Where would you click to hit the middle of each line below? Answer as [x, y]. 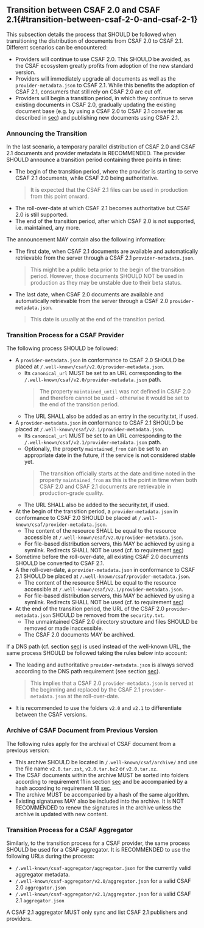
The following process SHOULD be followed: [62, 348]
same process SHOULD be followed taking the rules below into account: [97, 653]
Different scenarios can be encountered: [57, 47]
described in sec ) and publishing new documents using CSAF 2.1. [97, 117]
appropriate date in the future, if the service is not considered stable [110, 455]
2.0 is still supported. [41, 215]
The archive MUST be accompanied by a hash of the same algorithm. [102, 794]
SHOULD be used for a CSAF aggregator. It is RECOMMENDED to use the [98, 849]
